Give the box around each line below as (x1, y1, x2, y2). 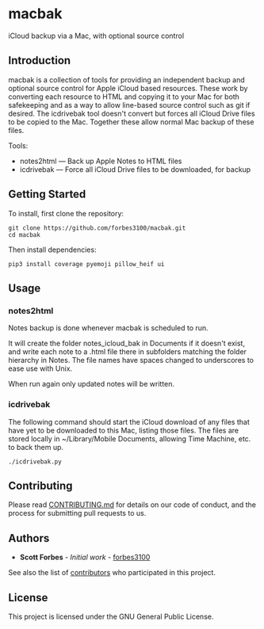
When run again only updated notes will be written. (8, 379, 175, 389)
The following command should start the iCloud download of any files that (8, 417, 250, 426)
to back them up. (8, 442, 64, 452)
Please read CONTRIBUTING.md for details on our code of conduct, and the (8, 500, 256, 509)
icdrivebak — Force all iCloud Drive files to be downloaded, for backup (19, 164, 251, 174)
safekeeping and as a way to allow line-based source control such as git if (8, 100, 251, 109)
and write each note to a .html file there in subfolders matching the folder (8, 347, 247, 356)
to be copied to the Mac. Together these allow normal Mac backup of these (8, 116, 254, 127)
